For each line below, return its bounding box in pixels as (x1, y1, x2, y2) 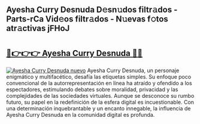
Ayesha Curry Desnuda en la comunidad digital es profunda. (6, 111, 155, 118)
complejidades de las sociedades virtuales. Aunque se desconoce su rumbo (6, 92, 195, 99)
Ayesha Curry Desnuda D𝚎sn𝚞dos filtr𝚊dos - (6, 5, 178, 15)
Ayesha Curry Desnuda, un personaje (87, 67, 180, 74)
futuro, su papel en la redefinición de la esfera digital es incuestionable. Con (6, 98, 195, 106)
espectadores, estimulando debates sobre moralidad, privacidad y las (6, 86, 178, 93)
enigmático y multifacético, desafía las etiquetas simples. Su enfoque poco (6, 73, 192, 80)
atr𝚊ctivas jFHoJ (6, 23, 70, 33)
